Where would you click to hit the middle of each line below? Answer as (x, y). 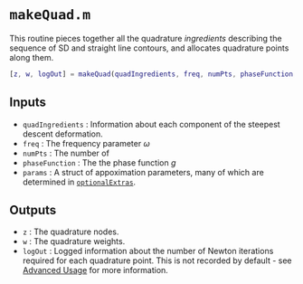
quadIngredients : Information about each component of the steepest (151, 124)
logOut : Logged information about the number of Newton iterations (148, 251)
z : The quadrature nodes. (71, 232)
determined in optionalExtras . (79, 182)
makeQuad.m (50, 15)
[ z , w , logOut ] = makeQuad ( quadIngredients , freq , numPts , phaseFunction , (153, 74)
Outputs (33, 210)
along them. (32, 57)
